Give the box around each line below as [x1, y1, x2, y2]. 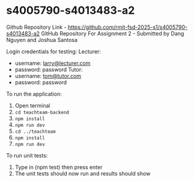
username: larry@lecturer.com [14, 59, 91, 67]
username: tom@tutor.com [14, 72, 82, 79]
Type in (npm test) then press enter [14, 163, 103, 171]
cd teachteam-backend [14, 109, 69, 115]
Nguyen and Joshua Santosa [6, 36, 78, 43]
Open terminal [14, 102, 50, 109]
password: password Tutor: [14, 65, 83, 73]
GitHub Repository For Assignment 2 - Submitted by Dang [41, 29, 184, 37]
